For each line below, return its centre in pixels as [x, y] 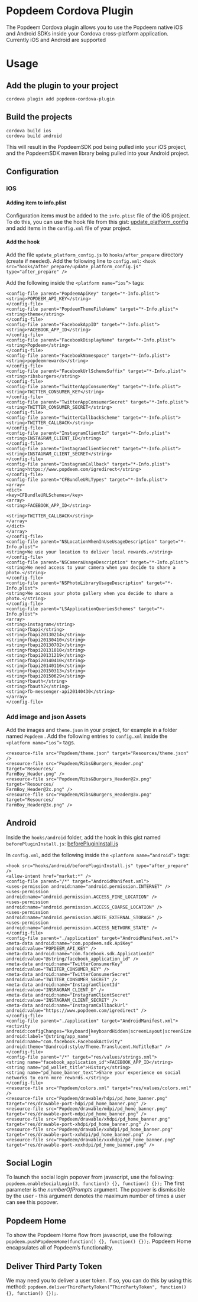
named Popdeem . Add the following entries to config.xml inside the [87, 736]
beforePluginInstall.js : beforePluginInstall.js [62, 844]
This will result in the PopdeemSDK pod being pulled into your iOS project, [97, 147]
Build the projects [39, 117]
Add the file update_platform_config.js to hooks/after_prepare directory [95, 255]
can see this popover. [33, 1202]
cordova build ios [29, 131]
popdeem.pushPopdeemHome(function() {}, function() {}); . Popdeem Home [99, 1241]
